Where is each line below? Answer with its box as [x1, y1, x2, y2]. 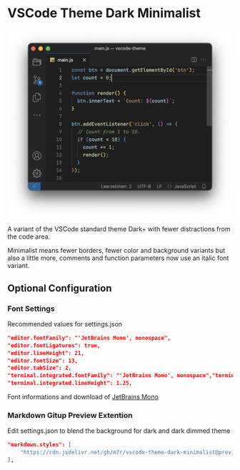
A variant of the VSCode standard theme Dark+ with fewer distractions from [7, 225, 231, 234]
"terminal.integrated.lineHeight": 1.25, [7, 380, 133, 387]
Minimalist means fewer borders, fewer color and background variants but [7, 246, 226, 255]
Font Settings [7, 304, 55, 314]
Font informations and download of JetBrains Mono [7, 393, 159, 401]
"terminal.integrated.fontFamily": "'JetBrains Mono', [7, 372, 174, 379]
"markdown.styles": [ [7, 441, 72, 449]
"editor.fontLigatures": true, [7, 341, 101, 349]
